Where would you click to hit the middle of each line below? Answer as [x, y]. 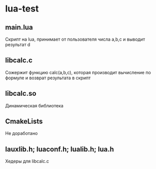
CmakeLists [24, 122]
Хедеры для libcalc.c [27, 161]
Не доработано [21, 133]
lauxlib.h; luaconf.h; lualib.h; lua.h [59, 149]
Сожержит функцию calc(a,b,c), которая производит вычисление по [78, 72]
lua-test [22, 9]
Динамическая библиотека [34, 105]
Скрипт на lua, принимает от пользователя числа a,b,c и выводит [75, 39]
